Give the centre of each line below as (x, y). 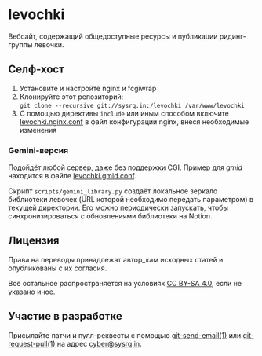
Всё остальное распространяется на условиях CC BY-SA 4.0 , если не (125, 283)
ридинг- (233, 36)
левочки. (49, 44)
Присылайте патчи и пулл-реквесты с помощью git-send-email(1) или (125, 335)
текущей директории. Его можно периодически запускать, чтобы (118, 208)
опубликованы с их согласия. (58, 268)
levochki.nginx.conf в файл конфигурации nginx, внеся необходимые (134, 121)
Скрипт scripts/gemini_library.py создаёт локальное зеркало (113, 191)
